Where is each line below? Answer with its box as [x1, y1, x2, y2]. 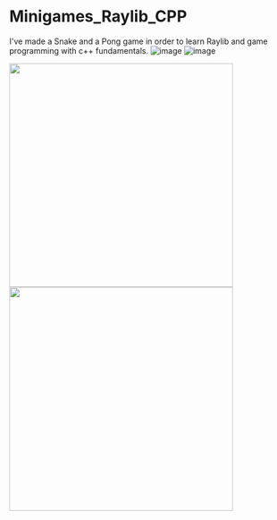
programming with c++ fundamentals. [9, 45, 149, 55]
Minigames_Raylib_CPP [9, 6, 188, 27]
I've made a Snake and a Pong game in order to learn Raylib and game [9, 36, 268, 47]
